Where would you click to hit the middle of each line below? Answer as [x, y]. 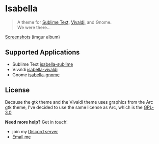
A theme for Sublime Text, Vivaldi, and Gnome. [64, 22]
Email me [21, 137]
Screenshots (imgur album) [33, 37]
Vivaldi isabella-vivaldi [35, 69]
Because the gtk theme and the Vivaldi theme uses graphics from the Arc [79, 102]
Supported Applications [42, 52]
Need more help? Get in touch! [36, 122]
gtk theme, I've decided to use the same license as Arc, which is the [74, 107]
